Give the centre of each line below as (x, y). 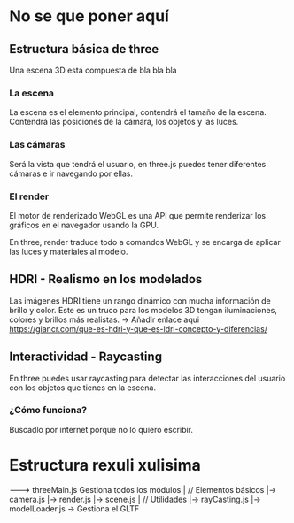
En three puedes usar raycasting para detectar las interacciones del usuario (147, 378)
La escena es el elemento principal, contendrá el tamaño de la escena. (138, 112)
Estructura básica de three (84, 49)
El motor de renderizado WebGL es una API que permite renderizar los (138, 215)
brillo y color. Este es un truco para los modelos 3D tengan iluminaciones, (143, 310)
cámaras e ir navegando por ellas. (71, 173)
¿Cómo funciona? (48, 411)
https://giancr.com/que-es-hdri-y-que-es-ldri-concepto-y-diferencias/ (139, 328)
